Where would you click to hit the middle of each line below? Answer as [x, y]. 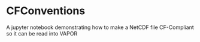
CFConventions [46, 11]
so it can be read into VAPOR [42, 33]
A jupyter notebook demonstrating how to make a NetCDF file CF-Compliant [100, 27]
